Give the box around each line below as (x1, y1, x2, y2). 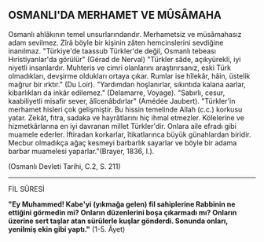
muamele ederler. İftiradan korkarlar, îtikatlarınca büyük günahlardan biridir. (8, 130, 251, 139)
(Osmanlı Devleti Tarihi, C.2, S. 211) (8, 161, 121, 170)
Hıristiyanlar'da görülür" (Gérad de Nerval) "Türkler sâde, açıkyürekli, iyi (8, 54, 241, 64)
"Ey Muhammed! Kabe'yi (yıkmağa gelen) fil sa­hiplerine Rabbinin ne (8, 199, 236, 209)
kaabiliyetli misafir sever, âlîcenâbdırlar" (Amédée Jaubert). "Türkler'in (8, 96, 236, 105)
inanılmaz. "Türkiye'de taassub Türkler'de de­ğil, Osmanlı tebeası (8, 46, 216, 56)
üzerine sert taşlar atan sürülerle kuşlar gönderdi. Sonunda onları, (8, 216, 229, 225)
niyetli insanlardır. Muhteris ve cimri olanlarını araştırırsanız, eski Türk (8, 63, 232, 72)
